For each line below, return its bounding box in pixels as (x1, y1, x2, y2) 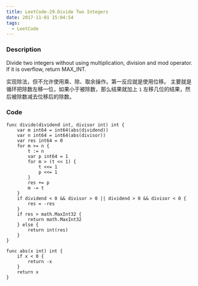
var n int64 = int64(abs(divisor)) (17, 132, 106, 138)
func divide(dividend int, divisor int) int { (6, 121, 125, 128)
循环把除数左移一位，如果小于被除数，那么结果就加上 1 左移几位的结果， (6, 85, 186, 93)
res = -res (28, 201, 55, 207)
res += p (28, 180, 50, 186)
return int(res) (28, 227, 68, 233)
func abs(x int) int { (6, 248, 63, 254)
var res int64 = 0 (17, 138, 63, 144)
